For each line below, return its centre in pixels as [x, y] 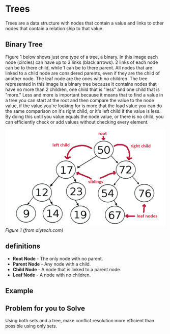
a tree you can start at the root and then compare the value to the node [80, 100]
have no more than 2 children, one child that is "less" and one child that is [83, 89]
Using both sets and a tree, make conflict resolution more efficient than [80, 320]
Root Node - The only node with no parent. [58, 258]
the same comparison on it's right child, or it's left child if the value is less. [83, 111]
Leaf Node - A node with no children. [52, 275]
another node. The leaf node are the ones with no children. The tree [76, 78]
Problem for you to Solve [45, 308]
